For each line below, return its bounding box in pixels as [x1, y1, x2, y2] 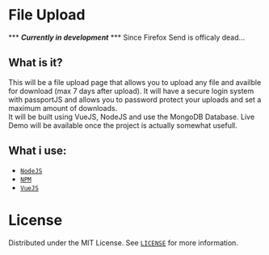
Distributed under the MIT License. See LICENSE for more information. [8, 237, 238, 248]
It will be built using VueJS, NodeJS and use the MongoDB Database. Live [8, 112, 255, 121]
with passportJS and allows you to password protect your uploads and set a [8, 95, 262, 104]
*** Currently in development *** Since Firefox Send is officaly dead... [8, 32, 246, 42]
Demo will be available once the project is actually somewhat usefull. [8, 120, 238, 130]
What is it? [8, 56, 63, 70]
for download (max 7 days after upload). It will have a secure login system [8, 86, 254, 96]
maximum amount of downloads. [8, 103, 118, 113]
